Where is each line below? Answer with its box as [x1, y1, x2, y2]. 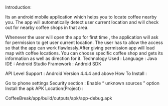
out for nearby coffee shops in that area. [5, 24, 89, 30]
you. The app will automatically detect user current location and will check [5, 19, 159, 25]
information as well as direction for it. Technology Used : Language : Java [5, 55, 157, 61]
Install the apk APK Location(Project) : [5, 85, 84, 91]
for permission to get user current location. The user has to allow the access [5, 39, 163, 45]
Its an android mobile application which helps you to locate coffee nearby [5, 14, 157, 19]
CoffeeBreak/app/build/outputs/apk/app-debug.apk [5, 95, 112, 101]
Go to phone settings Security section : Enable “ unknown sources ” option [5, 80, 159, 86]
